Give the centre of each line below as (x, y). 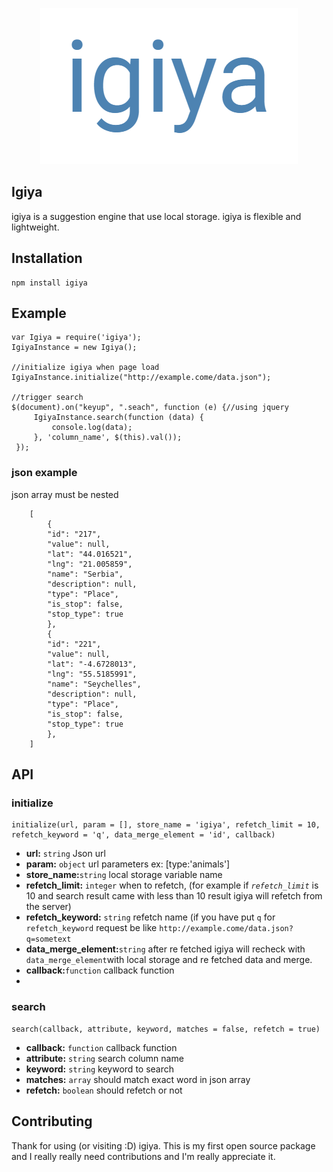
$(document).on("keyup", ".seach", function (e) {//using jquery (150, 408)
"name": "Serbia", (85, 574)
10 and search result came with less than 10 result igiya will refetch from (174, 896)
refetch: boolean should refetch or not (104, 1090)
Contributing (52, 1121)
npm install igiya (49, 283)
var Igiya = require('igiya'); (76, 338)
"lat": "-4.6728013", (92, 664)
